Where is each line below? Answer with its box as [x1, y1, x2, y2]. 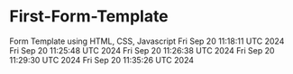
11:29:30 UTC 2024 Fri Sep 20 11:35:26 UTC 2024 [9, 54, 195, 65]
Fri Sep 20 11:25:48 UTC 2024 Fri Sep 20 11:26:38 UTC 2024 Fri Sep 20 [9, 45, 275, 55]
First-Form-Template [9, 6, 169, 27]
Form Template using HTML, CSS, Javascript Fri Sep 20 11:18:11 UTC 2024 [9, 36, 285, 46]
